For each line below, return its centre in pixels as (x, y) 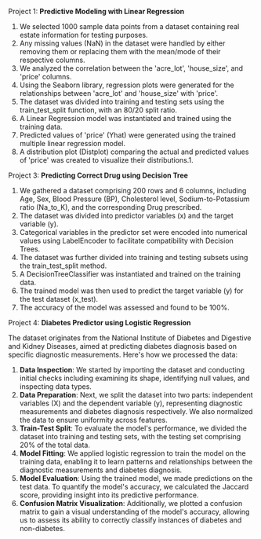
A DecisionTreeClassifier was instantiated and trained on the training (130, 274)
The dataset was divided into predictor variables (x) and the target (126, 216)
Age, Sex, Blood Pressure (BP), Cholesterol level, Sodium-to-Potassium (134, 199)
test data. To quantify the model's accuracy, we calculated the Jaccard (134, 487)
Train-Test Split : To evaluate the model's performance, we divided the (133, 428)
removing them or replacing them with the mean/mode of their (120, 51)
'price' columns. (45, 77)
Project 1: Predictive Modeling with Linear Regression (96, 11)
